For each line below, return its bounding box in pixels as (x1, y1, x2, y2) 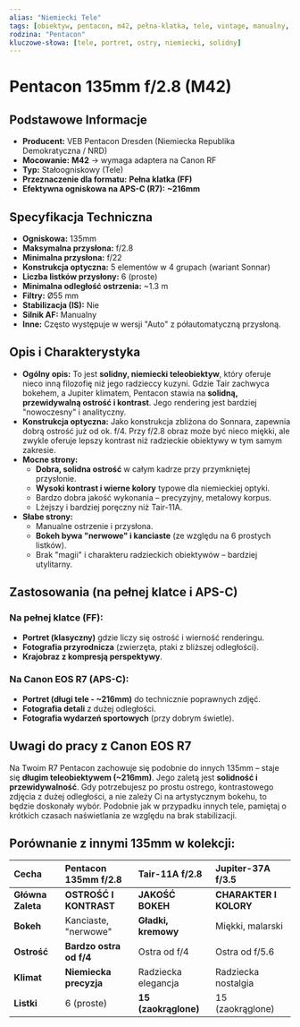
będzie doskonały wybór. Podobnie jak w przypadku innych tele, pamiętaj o (9, 800, 287, 811)
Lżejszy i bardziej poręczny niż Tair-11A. (35, 501, 183, 512)
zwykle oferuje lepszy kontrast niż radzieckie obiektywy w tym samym (21, 435, 283, 446)
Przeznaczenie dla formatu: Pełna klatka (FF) (21, 174, 193, 184)
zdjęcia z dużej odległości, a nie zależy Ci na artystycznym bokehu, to (9, 791, 268, 801)
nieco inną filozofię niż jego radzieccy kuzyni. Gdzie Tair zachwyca (21, 378, 270, 389)
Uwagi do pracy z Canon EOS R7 (9, 739, 192, 754)
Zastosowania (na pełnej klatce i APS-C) (9, 585, 238, 600)
